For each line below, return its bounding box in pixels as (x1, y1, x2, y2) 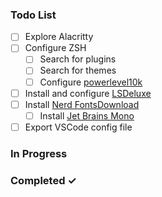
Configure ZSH (24, 42, 87, 54)
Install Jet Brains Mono (39, 109, 135, 122)
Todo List (10, 8, 57, 22)
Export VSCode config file (24, 121, 133, 133)
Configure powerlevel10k (39, 76, 143, 88)
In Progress (10, 146, 68, 160)
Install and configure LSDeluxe (24, 87, 152, 99)
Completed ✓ (10, 173, 77, 187)
